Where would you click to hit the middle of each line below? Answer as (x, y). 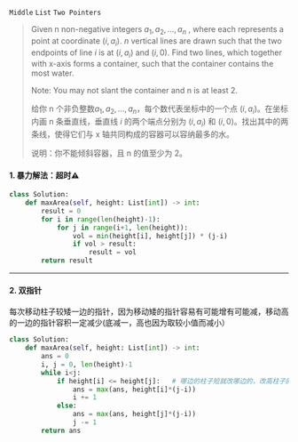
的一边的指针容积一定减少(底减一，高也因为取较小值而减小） (120, 323)
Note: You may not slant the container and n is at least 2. (134, 91)
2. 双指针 (26, 290)
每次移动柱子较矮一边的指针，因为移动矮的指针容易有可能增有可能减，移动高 (149, 312)
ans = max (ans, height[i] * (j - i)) (134, 390)
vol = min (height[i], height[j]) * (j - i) (150, 236)
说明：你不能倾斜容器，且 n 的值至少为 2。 (109, 153)
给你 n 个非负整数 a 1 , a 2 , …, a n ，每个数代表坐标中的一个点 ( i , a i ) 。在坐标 (160, 110)
